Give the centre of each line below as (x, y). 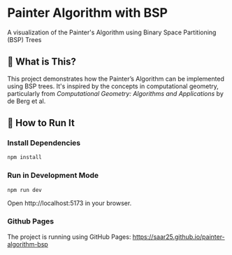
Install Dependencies (44, 143)
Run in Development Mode (53, 175)
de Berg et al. (27, 101)
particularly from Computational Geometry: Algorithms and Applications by (115, 93)
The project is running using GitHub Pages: (69, 237)
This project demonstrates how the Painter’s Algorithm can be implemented (116, 78)
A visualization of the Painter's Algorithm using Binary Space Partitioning (112, 32)
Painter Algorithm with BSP (87, 13)
